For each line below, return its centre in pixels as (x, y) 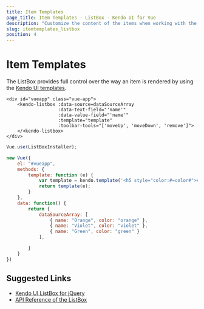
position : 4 (21, 35)
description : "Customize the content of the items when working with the (102, 23)
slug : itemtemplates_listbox (43, 29)
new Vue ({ (19, 158)
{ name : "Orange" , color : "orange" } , (99, 220)
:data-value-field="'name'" (93, 115)
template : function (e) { (61, 175)
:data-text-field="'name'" (92, 110)
